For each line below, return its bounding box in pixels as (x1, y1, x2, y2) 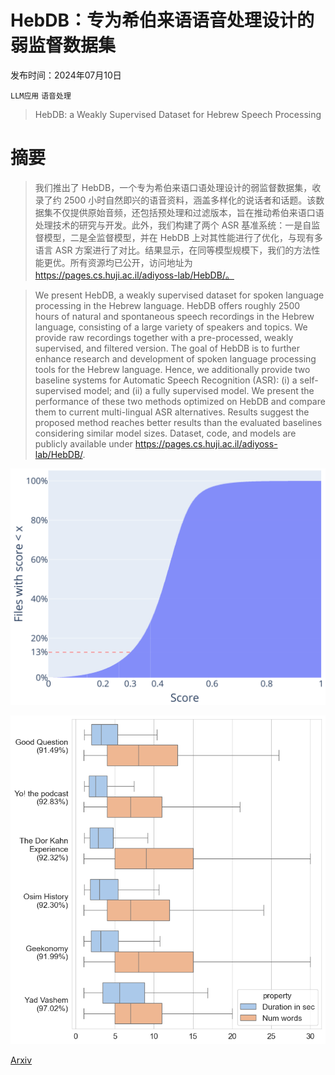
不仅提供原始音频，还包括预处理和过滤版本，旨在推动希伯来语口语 (52, 206, 325, 218)
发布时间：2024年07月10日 (10, 69, 122, 81)
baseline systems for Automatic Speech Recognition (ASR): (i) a (34, 374, 298, 386)
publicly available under (34, 437, 133, 450)
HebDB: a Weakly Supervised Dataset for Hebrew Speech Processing (34, 108, 322, 120)
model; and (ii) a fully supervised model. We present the (83, 384, 315, 396)
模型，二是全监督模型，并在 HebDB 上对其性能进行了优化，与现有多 (43, 231, 324, 243)
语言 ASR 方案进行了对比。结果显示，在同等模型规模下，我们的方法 (34, 244, 312, 256)
